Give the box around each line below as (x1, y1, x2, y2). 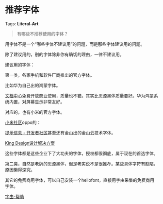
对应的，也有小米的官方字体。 (5, 109, 65, 115)
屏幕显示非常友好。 (26, 99, 65, 104)
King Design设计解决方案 (5, 140, 55, 146)
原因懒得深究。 (5, 167, 35, 172)
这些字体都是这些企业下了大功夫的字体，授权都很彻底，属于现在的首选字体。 (5, 150, 158, 156)
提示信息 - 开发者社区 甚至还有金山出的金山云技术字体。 (5, 130, 116, 136)
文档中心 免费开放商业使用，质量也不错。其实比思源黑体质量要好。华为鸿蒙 (5, 93, 154, 99)
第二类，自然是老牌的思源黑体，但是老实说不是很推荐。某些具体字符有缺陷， (5, 161, 158, 167)
